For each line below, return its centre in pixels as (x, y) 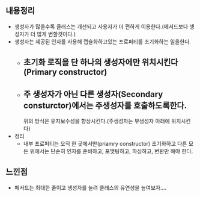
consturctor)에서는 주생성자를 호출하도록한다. (105, 105)
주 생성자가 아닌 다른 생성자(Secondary (93, 94)
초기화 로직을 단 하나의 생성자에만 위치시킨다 (101, 62)
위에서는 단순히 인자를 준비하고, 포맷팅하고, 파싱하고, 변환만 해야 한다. (111, 151)
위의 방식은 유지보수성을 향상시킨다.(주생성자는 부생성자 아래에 (97, 121)
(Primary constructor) (65, 72)
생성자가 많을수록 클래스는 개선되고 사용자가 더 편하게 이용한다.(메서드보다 (101, 27)
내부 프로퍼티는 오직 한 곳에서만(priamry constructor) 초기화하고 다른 (105, 144)
